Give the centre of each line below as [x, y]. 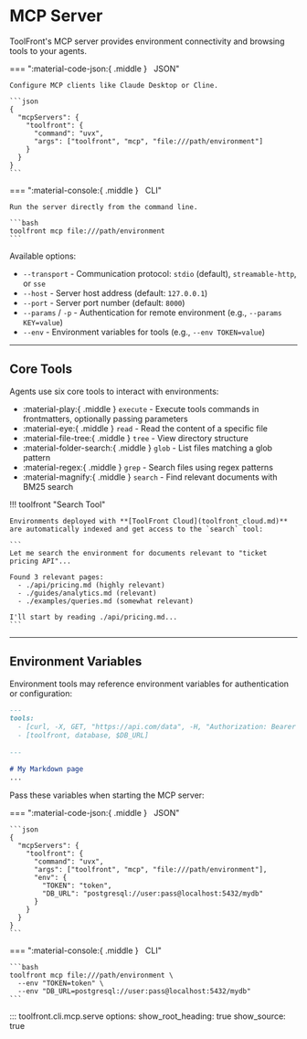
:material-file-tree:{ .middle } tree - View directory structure [135, 438]
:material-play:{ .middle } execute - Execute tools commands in [141, 408]
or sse [34, 283]
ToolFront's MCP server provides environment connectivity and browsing [147, 41]
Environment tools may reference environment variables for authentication [149, 684]
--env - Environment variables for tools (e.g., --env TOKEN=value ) [144, 332]
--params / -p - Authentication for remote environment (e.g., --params [152, 313]
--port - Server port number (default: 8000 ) [104, 302]
